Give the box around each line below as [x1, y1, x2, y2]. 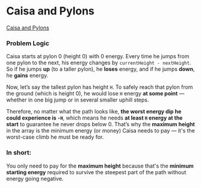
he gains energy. [6, 72, 49, 79]
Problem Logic [6, 39, 49, 47]
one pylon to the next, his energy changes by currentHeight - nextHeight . [6, 59, 191, 67]
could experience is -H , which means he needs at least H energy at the [6, 114, 183, 121]
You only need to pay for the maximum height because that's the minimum [6, 162, 194, 169]
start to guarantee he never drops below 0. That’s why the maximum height [6, 121, 196, 128]
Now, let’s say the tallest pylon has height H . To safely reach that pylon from [6, 83, 193, 91]
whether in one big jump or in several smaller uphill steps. [6, 96, 149, 103]
